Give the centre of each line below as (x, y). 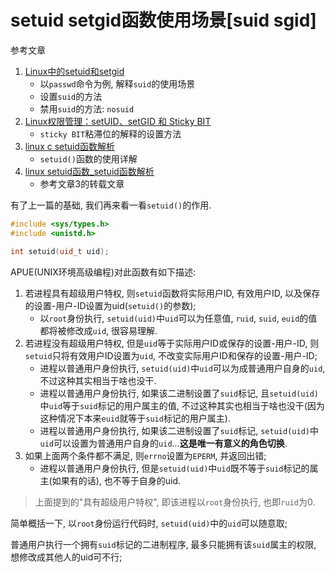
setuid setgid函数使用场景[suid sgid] (163, 20)
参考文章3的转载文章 (82, 183)
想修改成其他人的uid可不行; (66, 557)
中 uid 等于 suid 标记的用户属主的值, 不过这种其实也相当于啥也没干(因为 (182, 405)
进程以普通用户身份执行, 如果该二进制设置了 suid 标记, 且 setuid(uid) (179, 393)
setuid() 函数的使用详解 (88, 158)
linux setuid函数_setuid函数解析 (89, 171)
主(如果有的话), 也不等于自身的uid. (110, 480)
